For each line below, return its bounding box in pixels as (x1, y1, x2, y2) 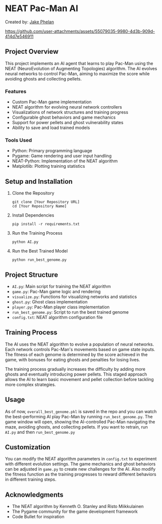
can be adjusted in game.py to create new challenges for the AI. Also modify (5, 466, 156, 472)
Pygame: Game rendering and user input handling (12, 153, 112, 159)
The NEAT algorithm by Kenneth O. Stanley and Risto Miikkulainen (12, 504, 144, 509)
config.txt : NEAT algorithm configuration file (12, 314, 103, 320)
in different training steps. (5, 476, 57, 482)
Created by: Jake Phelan (5, 19, 54, 25)
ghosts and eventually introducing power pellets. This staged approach (5, 371, 147, 377)
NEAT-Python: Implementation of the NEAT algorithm (12, 158, 118, 164)
